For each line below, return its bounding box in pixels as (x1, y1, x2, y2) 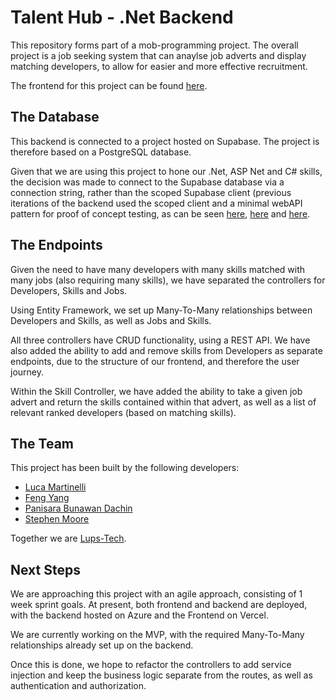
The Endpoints (10, 237, 103, 254)
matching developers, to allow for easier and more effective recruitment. (10, 60, 308, 72)
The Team (10, 435, 75, 452)
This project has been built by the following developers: (10, 462, 240, 474)
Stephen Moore (24, 513, 90, 525)
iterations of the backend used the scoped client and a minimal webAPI (10, 197, 303, 209)
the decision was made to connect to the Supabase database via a (10, 176, 285, 188)
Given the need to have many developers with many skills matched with (10, 263, 306, 275)
